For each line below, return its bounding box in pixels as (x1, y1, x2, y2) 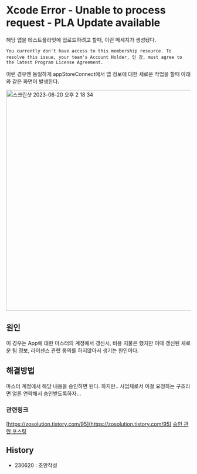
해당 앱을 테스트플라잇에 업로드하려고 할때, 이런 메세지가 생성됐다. (6, 36, 157, 43)
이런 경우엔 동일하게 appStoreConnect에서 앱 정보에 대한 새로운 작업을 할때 (6, 70, 180, 77)
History (6, 445, 34, 455)
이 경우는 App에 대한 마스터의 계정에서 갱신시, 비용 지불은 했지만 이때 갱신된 (6, 339, 180, 346)
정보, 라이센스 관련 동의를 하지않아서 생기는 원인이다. (18, 347, 139, 354)
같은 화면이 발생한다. (12, 78, 60, 85)
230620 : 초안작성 (14, 462, 57, 469)
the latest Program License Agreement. (6, 59, 104, 65)
